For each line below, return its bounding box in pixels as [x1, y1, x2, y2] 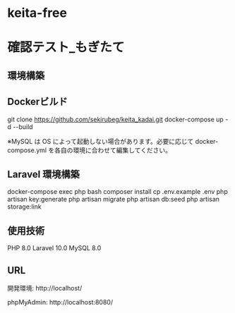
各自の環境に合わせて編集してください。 [54, 146, 171, 154]
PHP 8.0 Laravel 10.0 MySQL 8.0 [7, 244, 102, 252]
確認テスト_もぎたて [7, 39, 125, 56]
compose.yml [7, 146, 47, 154]
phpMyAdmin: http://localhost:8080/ [7, 298, 114, 307]
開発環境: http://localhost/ [7, 284, 83, 293]
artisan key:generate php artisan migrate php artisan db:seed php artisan [7, 195, 220, 204]
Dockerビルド [7, 96, 68, 108]
